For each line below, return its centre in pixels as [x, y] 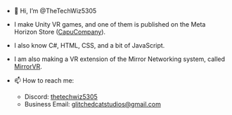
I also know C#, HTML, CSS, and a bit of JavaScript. [89, 45]
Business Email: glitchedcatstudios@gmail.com [93, 104]
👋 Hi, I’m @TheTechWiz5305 [55, 11]
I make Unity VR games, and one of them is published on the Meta [110, 24]
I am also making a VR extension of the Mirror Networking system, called [120, 59]
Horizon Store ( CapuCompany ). [60, 32]
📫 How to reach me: [44, 80]
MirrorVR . [28, 66]
